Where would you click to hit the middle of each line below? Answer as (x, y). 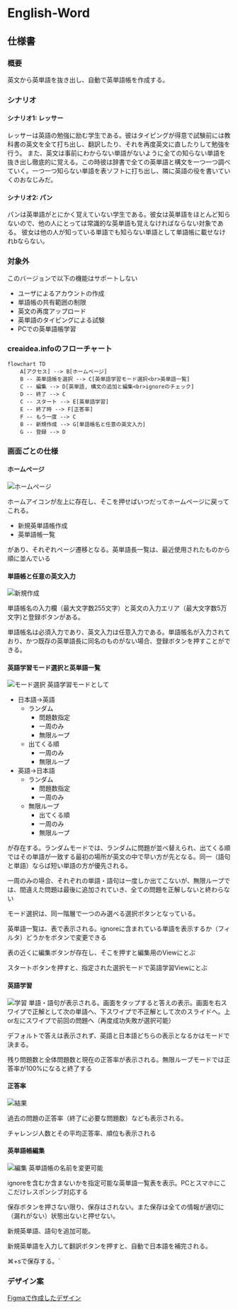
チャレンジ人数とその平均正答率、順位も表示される (82, 1133)
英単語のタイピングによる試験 (61, 320)
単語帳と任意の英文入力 (41, 576)
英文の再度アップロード (52, 311)
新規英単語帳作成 (42, 525)
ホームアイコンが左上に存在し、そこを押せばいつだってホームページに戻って (118, 501)
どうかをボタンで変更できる (66, 938)
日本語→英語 (36, 700)
